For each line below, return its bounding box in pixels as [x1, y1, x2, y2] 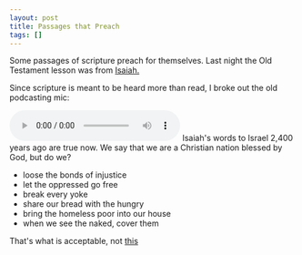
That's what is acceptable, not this [9, 236, 139, 247]
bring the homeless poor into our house [22, 209, 171, 219]
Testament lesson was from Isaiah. [9, 65, 140, 76]
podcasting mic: [9, 92, 70, 103]
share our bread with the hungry [22, 199, 144, 209]
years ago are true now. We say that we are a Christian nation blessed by [9, 142, 283, 153]
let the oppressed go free [22, 179, 118, 190]
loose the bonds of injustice [22, 169, 127, 180]
